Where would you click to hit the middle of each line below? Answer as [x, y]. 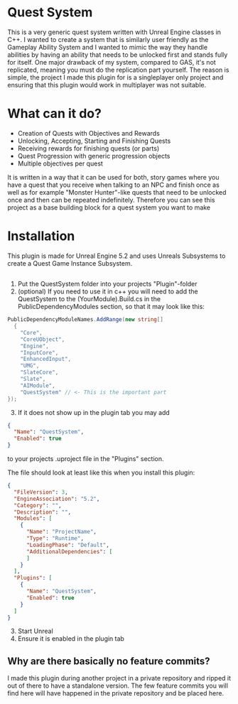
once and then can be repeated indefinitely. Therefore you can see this [111, 200]
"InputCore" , [39, 352]
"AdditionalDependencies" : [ [69, 551]
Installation [41, 236]
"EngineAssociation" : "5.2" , [57, 499]
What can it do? [54, 114]
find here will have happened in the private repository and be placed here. [116, 693]
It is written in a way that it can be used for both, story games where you [113, 177]
